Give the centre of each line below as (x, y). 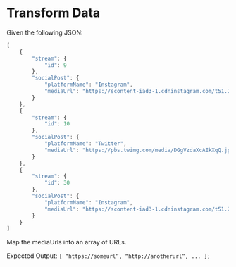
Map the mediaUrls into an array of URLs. (67, 242)
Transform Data (54, 13)
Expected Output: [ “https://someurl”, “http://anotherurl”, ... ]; (108, 256)
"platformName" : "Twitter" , (86, 144)
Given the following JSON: (45, 32)
